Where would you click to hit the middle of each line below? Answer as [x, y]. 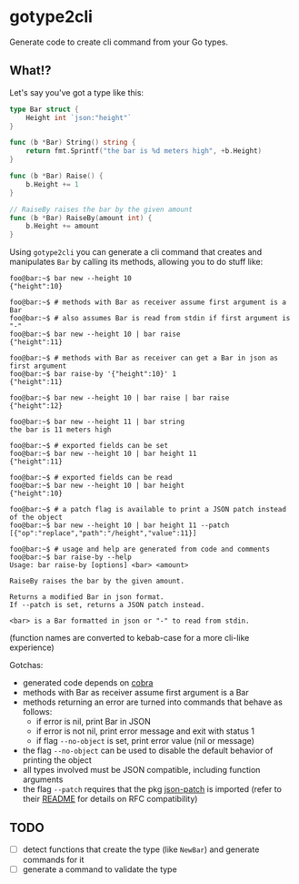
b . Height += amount [63, 226]
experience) [32, 647]
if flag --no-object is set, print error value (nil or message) [145, 741]
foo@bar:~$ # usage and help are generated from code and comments [140, 549]
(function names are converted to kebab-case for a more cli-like [130, 638]
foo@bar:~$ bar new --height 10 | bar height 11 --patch [120, 525]
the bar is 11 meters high [60, 430]
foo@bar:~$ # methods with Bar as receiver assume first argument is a [148, 302]
